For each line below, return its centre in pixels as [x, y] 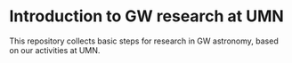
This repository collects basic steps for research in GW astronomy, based [144, 41]
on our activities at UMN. [55, 50]
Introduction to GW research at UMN [147, 16]
